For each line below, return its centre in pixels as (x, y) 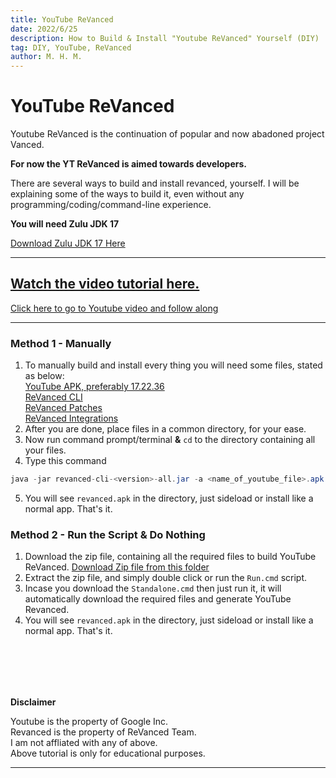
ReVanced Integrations (71, 418)
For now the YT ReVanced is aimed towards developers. (128, 164)
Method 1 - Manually (61, 343)
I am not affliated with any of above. (84, 743)
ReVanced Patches (63, 408)
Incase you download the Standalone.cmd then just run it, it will (153, 588)
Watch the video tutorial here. (105, 284)
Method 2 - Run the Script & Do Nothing (108, 534)
